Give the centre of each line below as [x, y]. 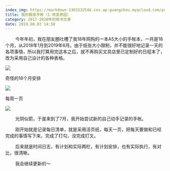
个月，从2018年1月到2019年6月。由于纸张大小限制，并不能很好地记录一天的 [84, 46]
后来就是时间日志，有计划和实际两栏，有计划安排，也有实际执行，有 [86, 147]
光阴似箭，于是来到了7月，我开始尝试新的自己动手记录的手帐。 [81, 119]
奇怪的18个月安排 [23, 78]
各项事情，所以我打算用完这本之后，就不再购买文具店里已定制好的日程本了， [85, 52]
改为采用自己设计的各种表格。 [36, 58]
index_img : [17, 10]
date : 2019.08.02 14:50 [30, 24]
